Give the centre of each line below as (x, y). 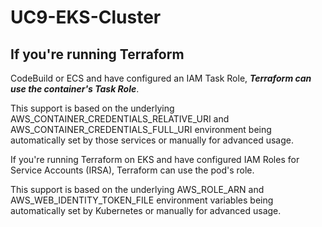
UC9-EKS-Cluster (86, 17)
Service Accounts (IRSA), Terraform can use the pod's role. (132, 170)
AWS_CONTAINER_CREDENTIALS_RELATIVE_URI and (120, 119)
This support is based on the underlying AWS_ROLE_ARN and (137, 189)
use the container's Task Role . (75, 89)
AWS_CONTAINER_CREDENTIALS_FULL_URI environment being (141, 129)
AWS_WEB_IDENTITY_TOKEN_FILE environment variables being (142, 200)
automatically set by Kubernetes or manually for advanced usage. (146, 210)
